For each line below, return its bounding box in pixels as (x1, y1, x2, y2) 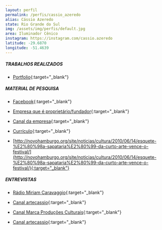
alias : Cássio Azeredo (5, 17, 53, 22)
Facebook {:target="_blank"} (12, 98, 72, 104)
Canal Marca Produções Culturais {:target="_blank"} (12, 209, 122, 215)
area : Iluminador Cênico (5, 31, 58, 36)
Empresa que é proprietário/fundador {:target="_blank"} (12, 108, 129, 114)
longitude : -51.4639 (5, 45, 49, 50)
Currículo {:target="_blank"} (12, 128, 71, 134)
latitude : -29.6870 (5, 41, 47, 46)
